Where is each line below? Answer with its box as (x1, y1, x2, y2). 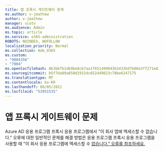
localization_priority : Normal (5, 43, 69, 48)
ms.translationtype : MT (5, 75, 54, 80)
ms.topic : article (5, 30, 42, 35)
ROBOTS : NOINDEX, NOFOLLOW (5, 39, 60, 44)
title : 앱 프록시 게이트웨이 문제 (5, 7, 64, 12)
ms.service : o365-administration (5, 35, 73, 40)
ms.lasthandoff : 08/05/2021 (5, 84, 62, 89)
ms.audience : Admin (5, 25, 45, 30)
